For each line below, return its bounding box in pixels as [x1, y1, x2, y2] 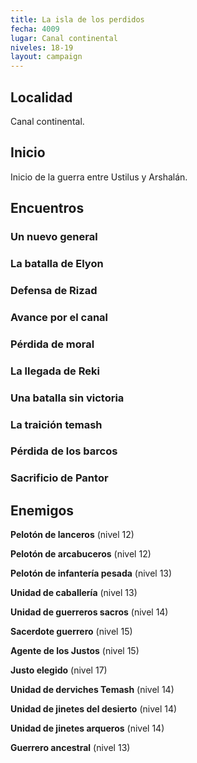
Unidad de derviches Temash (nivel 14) [10, 684, 175, 696]
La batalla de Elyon [10, 256, 104, 270]
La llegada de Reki [10, 364, 100, 378]
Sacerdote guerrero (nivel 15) [10, 626, 133, 638]
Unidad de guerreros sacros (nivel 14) [10, 606, 169, 618]
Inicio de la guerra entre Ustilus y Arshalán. [10, 171, 188, 183]
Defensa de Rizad [10, 283, 98, 297]
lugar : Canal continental [10, 33, 118, 43]
